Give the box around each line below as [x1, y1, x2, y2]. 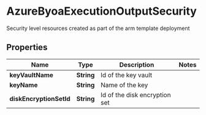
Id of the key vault [101, 70, 152, 79]
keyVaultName [9, 70, 54, 79]
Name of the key [101, 81, 148, 89]
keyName [9, 81, 38, 89]
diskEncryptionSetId [9, 94, 71, 103]
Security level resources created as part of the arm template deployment [6, 24, 190, 32]
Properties [6, 42, 48, 53]
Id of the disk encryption [101, 91, 171, 99]
